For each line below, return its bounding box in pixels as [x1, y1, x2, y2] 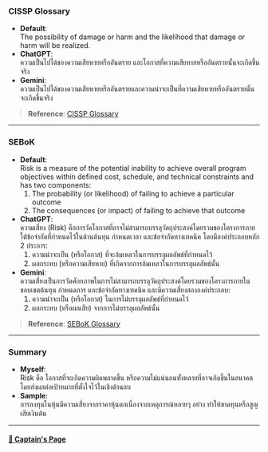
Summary [8, 346, 48, 357]
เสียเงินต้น [19, 408, 47, 418]
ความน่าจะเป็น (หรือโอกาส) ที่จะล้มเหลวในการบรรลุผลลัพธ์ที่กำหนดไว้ [31, 249, 213, 259]
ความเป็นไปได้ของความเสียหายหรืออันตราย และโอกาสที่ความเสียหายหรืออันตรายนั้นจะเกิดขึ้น [19, 57, 260, 67]
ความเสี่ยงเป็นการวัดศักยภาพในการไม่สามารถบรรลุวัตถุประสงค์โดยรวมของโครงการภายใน [19, 276, 251, 285]
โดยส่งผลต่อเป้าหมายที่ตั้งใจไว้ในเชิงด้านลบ [19, 382, 132, 391]
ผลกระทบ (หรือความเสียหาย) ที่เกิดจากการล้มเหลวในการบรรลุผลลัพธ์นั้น [31, 258, 220, 268]
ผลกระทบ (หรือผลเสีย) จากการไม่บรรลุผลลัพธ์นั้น [31, 303, 160, 312]
